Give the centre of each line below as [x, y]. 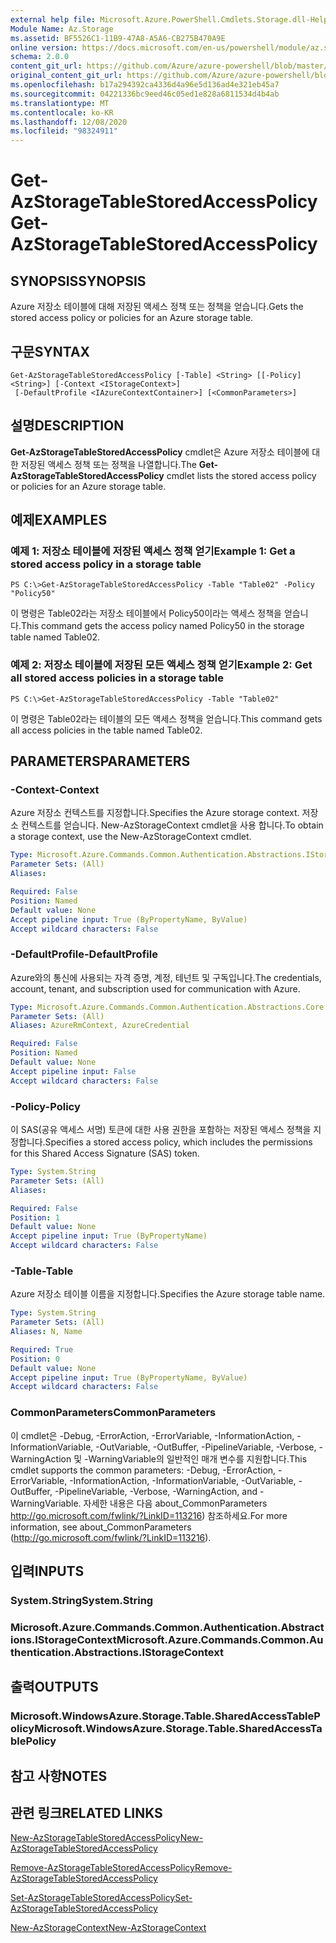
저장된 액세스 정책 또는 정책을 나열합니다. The [108, 464]
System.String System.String [82, 1600]
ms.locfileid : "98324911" [64, 131]
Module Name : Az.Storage [62, 29]
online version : [44, 47]
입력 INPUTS [47, 1571]
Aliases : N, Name [46, 1332]
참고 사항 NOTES [59, 1776]
